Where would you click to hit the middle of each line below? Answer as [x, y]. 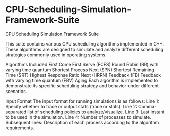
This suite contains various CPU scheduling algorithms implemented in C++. [85, 43]
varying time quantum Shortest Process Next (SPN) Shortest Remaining [80, 70]
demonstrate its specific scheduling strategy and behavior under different [82, 86]
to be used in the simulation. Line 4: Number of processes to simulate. [78, 117]
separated [16, 112]
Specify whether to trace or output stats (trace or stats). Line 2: [71, 106]
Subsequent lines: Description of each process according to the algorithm [82, 122]
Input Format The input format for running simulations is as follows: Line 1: [82, 101]
